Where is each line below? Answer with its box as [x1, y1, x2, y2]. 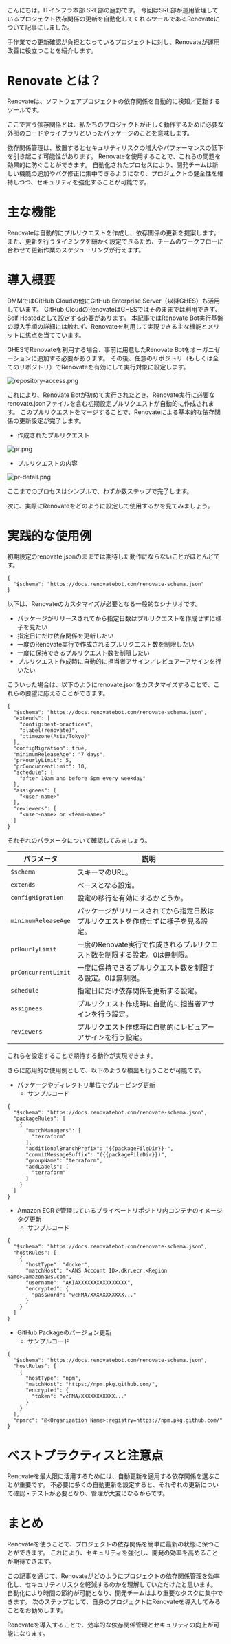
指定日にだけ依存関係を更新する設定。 [77, 986, 201, 995]
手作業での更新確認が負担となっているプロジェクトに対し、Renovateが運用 [7, 38, 220, 46]
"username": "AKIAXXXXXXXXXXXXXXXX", [25, 1279, 134, 1286]
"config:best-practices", [19, 721, 94, 728]
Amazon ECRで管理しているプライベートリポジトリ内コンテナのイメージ [16, 1206, 223, 1214]
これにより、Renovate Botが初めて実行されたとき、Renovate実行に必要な [7, 391, 215, 399]
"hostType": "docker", [25, 1261, 91, 1268]
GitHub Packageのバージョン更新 [16, 1328, 112, 1337]
